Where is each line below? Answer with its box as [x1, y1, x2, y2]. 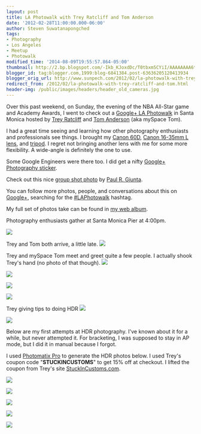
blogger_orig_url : [6, 75, 52, 81]
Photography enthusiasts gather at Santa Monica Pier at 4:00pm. [6, 216, 166, 224]
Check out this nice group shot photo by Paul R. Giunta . [6, 176, 143, 183]
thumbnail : [6, 64, 33, 71]
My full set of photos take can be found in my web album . [6, 205, 148, 212]
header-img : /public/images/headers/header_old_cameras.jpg [6, 87, 160, 93]
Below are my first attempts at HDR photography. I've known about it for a [6, 328, 188, 335]
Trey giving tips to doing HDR [6, 305, 79, 312]
